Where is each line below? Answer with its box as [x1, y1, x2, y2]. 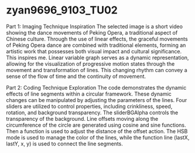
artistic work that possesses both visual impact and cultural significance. [6, 47, 182, 55]
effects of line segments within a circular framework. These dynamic [6, 90, 172, 97]
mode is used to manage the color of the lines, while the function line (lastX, [6, 134, 190, 141]
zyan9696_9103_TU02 [6, 4, 118, 17]
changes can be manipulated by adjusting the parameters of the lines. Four [6, 96, 187, 103]
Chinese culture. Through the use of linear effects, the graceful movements [6, 35, 189, 42]
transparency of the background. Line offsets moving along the [6, 115, 159, 122]
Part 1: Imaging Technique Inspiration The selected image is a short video [6, 23, 183, 30]
